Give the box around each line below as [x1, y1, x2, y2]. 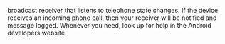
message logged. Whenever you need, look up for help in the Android [7, 21, 211, 29]
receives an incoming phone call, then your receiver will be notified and [7, 13, 217, 22]
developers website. [7, 28, 67, 37]
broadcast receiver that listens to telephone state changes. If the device [7, 6, 219, 14]
